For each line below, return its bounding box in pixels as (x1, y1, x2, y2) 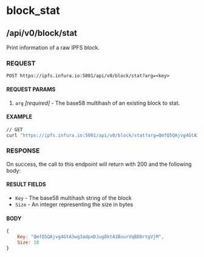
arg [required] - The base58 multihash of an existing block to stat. (15, 99, 180, 106)
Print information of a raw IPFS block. (6, 44, 100, 51)
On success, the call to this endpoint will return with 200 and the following (6, 160, 192, 168)
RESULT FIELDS (6, 180, 47, 188)
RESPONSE (6, 146, 40, 155)
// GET (6, 126, 23, 132)
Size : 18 (17, 239, 39, 245)
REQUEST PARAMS (6, 86, 56, 93)
